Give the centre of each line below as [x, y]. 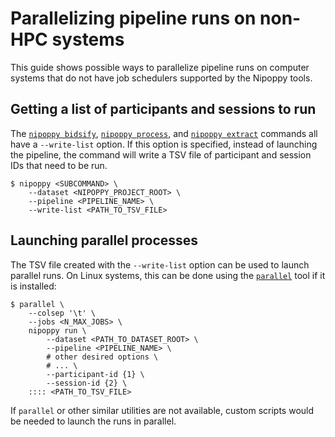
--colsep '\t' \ [62, 313]
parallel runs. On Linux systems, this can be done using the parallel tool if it [168, 275]
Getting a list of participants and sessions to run [163, 109]
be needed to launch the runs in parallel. [93, 421]
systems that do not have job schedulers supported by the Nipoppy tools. [161, 78]
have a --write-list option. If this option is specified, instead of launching [164, 144]
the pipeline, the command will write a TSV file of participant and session [161, 154]
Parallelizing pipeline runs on [133, 18]
